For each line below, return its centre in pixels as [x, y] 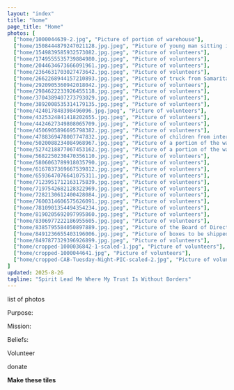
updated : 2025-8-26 [36, 272]
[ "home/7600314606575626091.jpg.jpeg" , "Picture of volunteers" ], [112, 202]
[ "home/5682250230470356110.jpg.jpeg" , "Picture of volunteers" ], [112, 156]
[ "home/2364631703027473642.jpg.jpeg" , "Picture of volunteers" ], [112, 72]
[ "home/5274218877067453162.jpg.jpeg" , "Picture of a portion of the [116, 150]
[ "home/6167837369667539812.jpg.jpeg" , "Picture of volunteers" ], [112, 169]
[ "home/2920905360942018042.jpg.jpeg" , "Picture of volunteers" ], [112, 85]
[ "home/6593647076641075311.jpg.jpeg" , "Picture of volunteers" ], [112, 175]
